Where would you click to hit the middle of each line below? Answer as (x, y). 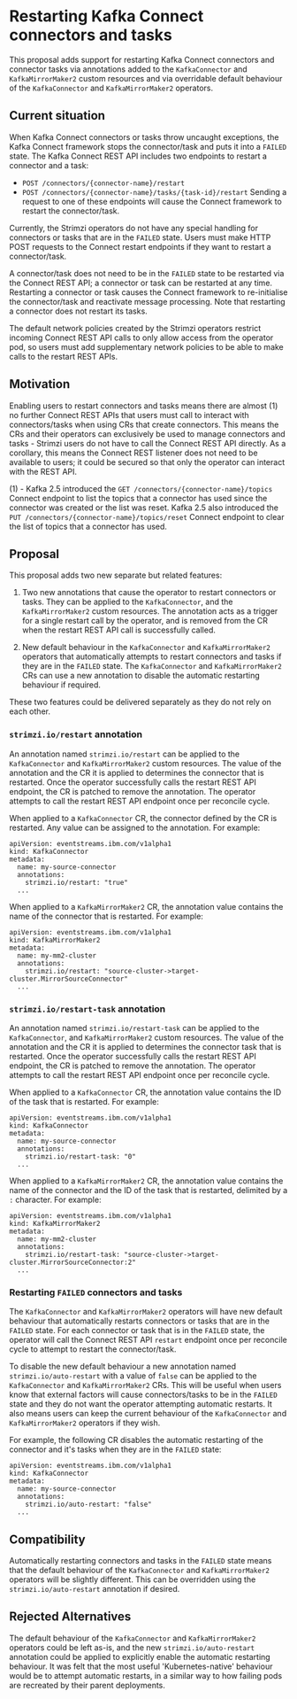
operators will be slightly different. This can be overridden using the (133, 1579)
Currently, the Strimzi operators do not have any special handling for (134, 228)
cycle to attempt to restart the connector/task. (93, 1349)
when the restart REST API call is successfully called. (119, 630)
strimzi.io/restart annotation (76, 734)
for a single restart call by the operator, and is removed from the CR (145, 621)
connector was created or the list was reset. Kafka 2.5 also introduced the (144, 508)
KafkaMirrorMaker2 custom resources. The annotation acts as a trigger (150, 611)
